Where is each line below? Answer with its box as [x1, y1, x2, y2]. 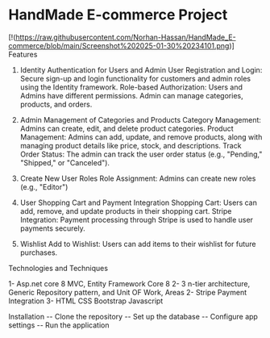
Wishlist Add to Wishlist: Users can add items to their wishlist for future [19, 239, 256, 248]
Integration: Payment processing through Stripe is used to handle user [19, 215, 254, 224]
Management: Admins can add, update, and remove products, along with [19, 131, 263, 142]
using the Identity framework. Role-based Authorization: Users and [19, 82, 243, 92]
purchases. [19, 248, 58, 257]
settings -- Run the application [8, 320, 110, 330]
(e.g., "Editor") [19, 182, 69, 191]
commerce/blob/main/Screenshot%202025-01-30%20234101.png [8, 40, 230, 50]
